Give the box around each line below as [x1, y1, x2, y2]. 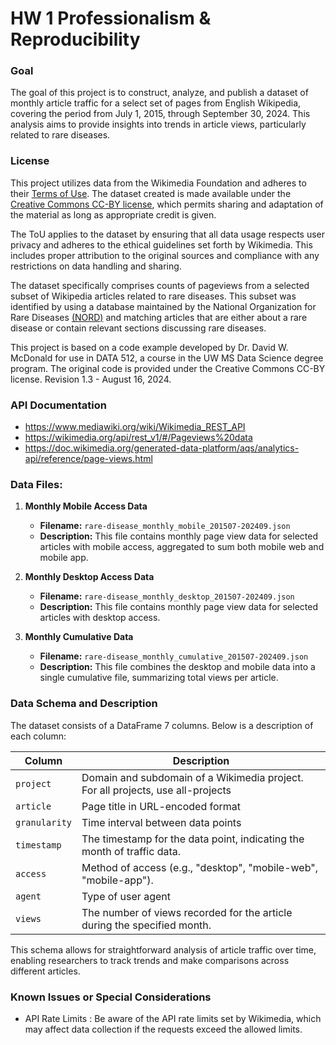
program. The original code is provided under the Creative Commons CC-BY [10, 362, 326, 374]
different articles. [10, 965, 81, 977]
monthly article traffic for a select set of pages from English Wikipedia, [10, 97, 302, 109]
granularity [15, 817, 73, 828]
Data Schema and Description [10, 697, 158, 711]
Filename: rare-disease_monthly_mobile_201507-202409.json [39, 520, 291, 532]
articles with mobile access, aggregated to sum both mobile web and [39, 541, 325, 553]
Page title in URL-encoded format [81, 799, 242, 813]
